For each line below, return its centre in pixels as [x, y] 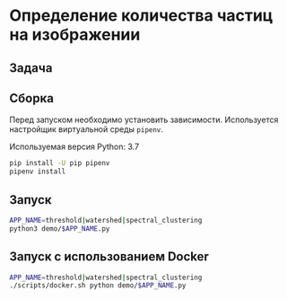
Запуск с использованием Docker [109, 257]
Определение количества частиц [141, 16]
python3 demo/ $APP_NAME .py [60, 229]
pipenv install [38, 171]
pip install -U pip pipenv [60, 163]
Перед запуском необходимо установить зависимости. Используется [144, 120]
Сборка [31, 98]
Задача [31, 68]
